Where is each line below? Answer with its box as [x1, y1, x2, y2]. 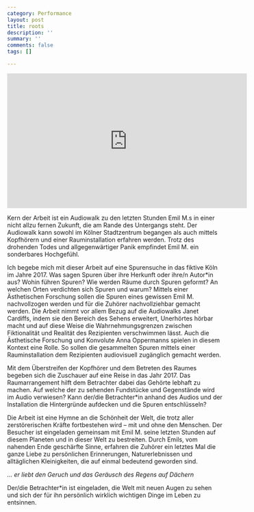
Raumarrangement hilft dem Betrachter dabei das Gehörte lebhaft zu [7, 378, 201, 387]
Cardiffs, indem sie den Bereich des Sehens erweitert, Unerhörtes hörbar [7, 314, 214, 322]
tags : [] [7, 49, 32, 55]
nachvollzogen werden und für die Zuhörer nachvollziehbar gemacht [7, 299, 201, 308]
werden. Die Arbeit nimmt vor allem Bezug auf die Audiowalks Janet [7, 307, 199, 315]
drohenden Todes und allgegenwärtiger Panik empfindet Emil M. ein [7, 242, 199, 251]
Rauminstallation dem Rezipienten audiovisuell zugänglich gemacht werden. [7, 350, 221, 359]
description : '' [7, 29, 53, 36]
